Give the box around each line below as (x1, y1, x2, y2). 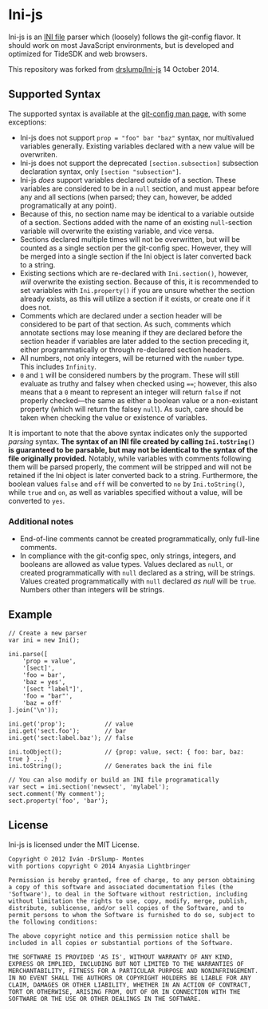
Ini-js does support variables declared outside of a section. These (19, 175, 237, 184)
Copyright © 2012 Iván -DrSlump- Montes (8, 855, 145, 863)
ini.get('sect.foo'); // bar (8, 726, 127, 735)
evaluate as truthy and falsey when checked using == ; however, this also (19, 378, 258, 388)
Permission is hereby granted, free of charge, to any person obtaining (8, 876, 255, 884)
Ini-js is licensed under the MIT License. (8, 840, 140, 849)
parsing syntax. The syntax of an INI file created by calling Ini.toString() (8, 437, 255, 446)
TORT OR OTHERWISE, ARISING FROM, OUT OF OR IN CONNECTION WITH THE (8, 987, 241, 995)
